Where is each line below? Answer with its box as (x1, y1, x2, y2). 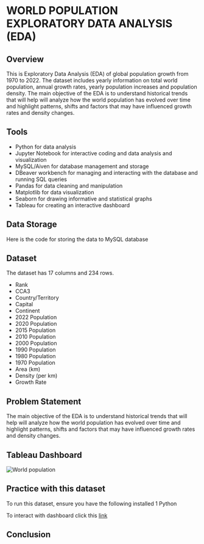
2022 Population (15, 314, 57, 321)
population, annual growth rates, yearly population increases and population (6, 83, 197, 90)
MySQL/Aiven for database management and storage (15, 163, 149, 170)
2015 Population (15, 326, 56, 334)
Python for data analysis (15, 143, 77, 150)
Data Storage (6, 219, 57, 230)
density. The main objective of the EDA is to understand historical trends (6, 90, 188, 97)
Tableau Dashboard (6, 450, 82, 460)
